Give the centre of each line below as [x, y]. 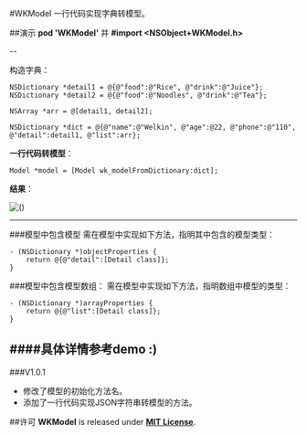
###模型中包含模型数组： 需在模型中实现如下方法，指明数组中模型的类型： [150, 286]
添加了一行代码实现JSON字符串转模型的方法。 [110, 402]
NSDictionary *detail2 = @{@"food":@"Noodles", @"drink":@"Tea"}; [138, 95]
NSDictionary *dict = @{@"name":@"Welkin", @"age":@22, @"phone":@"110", [153, 127]
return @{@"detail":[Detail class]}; [98, 260]
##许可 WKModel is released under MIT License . [103, 421]
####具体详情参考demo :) [84, 350]
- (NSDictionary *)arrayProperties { [81, 303]
